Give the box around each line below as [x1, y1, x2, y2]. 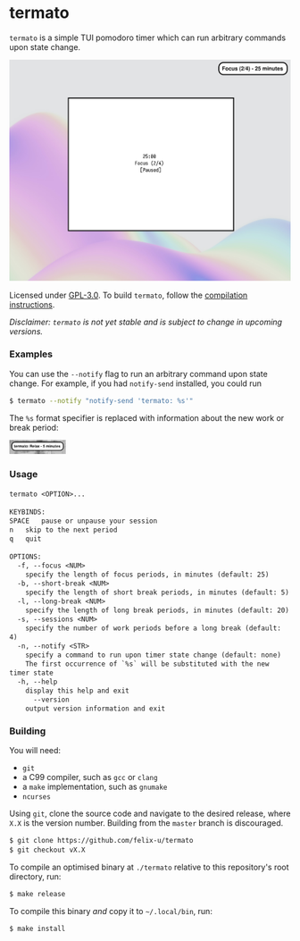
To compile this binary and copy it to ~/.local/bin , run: [9, 905, 212, 916]
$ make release [9, 889, 66, 898]
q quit [9, 534, 42, 543]
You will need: [9, 745, 61, 756]
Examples [9, 348, 54, 360]
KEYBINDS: [9, 508, 46, 517]
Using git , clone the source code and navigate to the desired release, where [9, 808, 291, 819]
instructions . [9, 298, 55, 310]
